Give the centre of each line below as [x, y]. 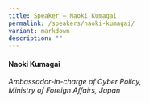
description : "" [35, 38]
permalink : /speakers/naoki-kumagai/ [72, 23]
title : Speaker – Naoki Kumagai [62, 16]
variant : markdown [39, 31]
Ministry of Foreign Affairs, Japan [64, 90]
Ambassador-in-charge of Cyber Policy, [75, 82]
